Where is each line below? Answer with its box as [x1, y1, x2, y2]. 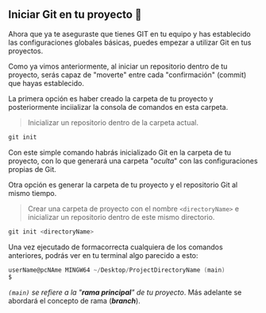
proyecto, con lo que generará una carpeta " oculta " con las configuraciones [8, 156, 258, 166]
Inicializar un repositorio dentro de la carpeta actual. [27, 117, 199, 127]
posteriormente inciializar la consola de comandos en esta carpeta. [8, 102, 229, 112]
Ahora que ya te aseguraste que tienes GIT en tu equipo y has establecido [8, 29, 252, 38]
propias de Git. [8, 164, 57, 174]
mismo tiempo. [8, 188, 57, 198]
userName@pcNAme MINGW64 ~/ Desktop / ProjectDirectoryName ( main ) [8, 266, 226, 274]
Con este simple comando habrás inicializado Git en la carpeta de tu [8, 147, 232, 157]
